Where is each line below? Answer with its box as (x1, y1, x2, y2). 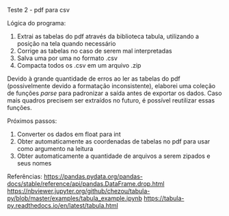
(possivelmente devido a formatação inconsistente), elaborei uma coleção (7, 82, 216, 90)
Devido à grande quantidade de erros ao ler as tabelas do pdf (7, 75, 180, 83)
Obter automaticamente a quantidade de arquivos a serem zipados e (16, 152, 211, 160)
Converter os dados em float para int (16, 130, 121, 138)
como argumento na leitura (16, 145, 94, 152)
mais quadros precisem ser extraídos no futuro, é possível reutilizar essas (7, 96, 215, 105)
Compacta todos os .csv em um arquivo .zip (16, 62, 142, 69)
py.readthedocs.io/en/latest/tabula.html (7, 202, 118, 209)
